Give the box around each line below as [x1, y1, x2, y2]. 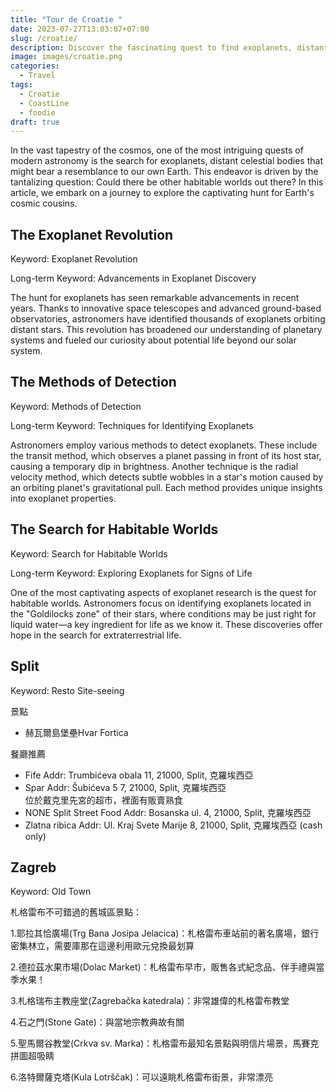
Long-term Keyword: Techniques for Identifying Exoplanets [10, 419, 254, 431]
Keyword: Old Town [10, 886, 92, 898]
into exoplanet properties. [10, 492, 117, 504]
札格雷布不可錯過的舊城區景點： [10, 906, 142, 918]
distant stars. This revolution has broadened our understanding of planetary [10, 324, 323, 336]
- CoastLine [19, 98, 70, 108]
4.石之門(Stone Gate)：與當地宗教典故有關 [10, 1016, 185, 1028]
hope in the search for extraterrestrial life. [10, 629, 182, 641]
